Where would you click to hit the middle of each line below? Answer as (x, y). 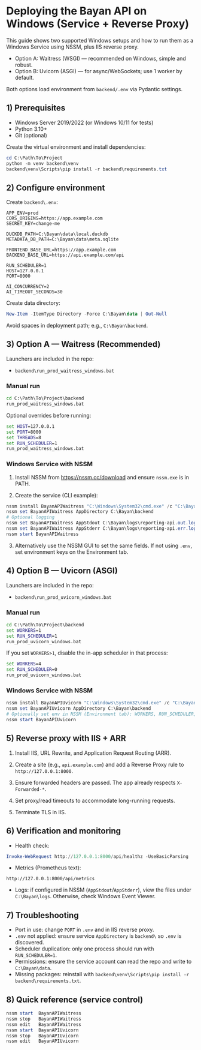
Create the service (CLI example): (56, 495)
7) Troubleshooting (42, 915)
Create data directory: (33, 303)
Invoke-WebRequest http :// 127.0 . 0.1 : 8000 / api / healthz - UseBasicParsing (97, 856)
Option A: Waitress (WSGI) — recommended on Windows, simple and (100, 58)
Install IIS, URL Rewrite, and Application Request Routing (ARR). (93, 753)
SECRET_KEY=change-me (33, 224)
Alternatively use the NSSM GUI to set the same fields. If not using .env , (103, 545)
